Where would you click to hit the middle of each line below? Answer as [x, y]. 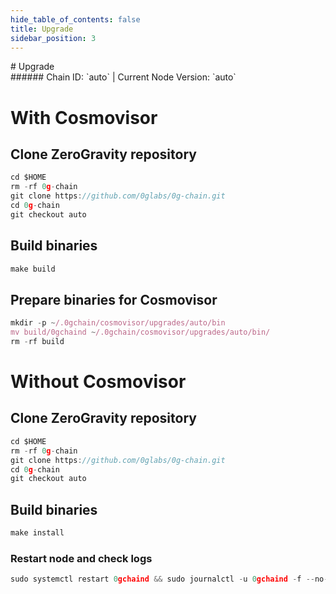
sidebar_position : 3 [53, 38]
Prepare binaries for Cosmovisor [114, 299]
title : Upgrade [42, 29]
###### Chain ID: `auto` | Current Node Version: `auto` [123, 77]
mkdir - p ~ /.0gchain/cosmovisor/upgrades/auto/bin [118, 323]
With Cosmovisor [84, 117]
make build [33, 269]
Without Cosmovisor [98, 382]
